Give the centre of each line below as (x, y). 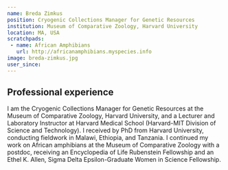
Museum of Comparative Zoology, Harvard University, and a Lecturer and (111, 116)
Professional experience (60, 92)
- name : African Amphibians (50, 45)
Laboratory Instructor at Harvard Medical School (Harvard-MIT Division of (112, 123)
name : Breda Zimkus (35, 13)
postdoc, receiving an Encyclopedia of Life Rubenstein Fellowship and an (111, 152)
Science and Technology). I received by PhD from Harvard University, (105, 130)
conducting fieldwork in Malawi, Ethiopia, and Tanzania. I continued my (108, 138)
